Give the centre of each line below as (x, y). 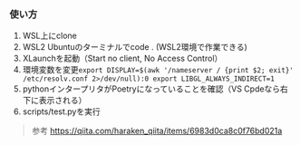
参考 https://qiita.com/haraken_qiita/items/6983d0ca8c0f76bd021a (157, 131)
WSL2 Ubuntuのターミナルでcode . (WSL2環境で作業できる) (135, 47)
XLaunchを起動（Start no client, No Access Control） (122, 58)
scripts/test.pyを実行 (62, 111)
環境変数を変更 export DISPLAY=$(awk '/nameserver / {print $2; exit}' (158, 70)
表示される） (63, 101)
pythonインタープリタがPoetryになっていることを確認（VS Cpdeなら (151, 89)
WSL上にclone (49, 36)
